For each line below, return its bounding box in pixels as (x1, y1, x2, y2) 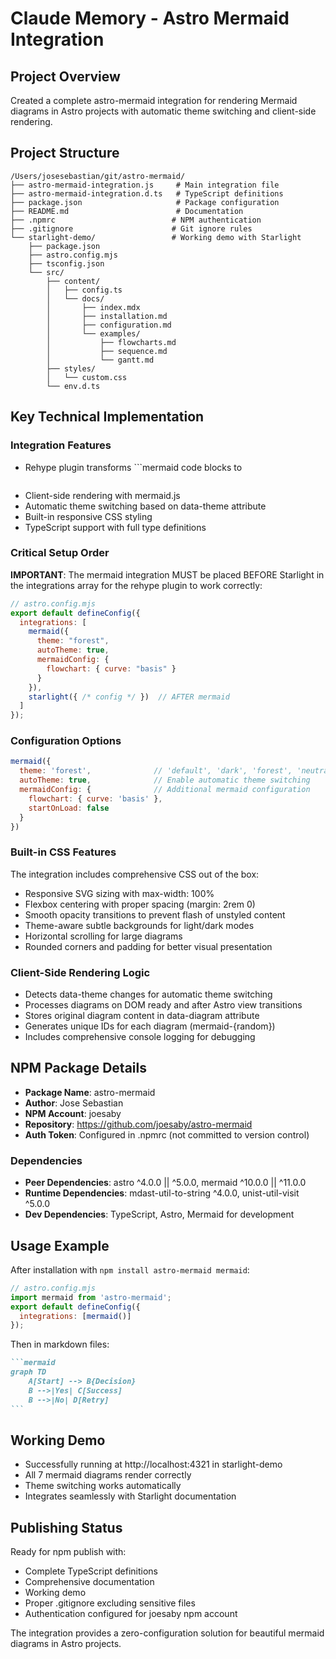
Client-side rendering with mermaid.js (24, 489, 181, 501)
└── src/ (28, 267, 65, 277)
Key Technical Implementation (10, 408, 205, 426)
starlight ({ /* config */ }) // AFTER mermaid (28, 692, 230, 702)
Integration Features (10, 438, 112, 452)
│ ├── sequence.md (46, 346, 168, 356)
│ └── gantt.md (46, 355, 155, 365)
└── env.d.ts (46, 381, 101, 391)
